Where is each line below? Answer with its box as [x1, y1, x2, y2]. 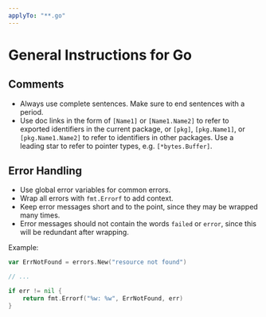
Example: [8, 243, 39, 252]
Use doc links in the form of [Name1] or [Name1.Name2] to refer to [19, 115, 229, 125]
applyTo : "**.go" [8, 11, 66, 20]
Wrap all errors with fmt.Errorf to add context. [19, 194, 174, 203]
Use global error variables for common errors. [19, 185, 171, 195]
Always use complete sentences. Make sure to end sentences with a [19, 99, 245, 108]
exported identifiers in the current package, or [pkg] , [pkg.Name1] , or [19, 124, 245, 134]
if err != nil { [8, 288, 62, 295]
